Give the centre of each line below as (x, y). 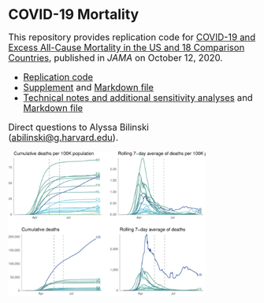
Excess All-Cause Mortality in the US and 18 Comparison (126, 47)
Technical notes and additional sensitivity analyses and (138, 98)
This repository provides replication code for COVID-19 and (132, 37)
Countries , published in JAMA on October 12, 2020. (115, 58)
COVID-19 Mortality (74, 15)
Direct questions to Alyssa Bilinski (79, 127)
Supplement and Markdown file (89, 87)
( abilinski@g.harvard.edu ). (63, 137)
